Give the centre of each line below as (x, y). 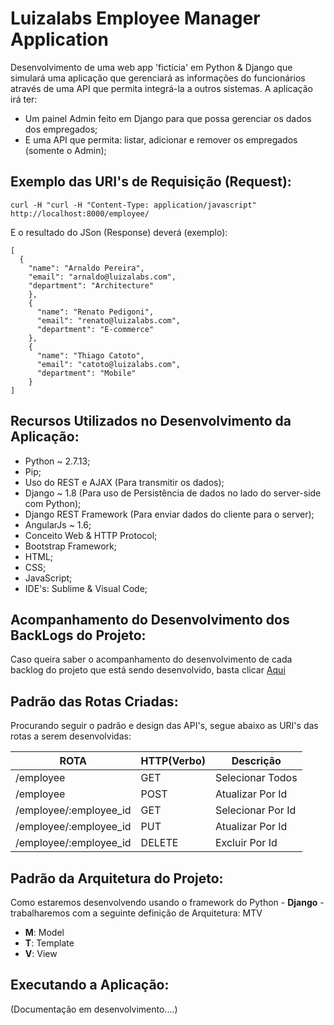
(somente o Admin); (65, 150)
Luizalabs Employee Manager (135, 18)
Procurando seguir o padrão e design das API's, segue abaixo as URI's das (164, 726)
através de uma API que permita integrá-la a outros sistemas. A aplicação (161, 88)
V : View (41, 953)
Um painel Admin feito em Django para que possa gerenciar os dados (168, 118)
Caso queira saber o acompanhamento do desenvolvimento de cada (151, 659)
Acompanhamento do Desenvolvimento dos (150, 619)
